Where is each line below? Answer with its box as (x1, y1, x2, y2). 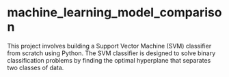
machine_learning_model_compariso (7, 5, 222, 20)
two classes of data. (7, 63, 64, 72)
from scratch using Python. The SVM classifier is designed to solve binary (7, 49, 216, 57)
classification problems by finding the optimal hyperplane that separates (7, 56, 211, 64)
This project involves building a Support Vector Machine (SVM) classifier (7, 42, 212, 50)
